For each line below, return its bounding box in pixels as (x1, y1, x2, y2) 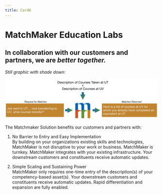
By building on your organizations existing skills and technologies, (12, 139, 144, 145)
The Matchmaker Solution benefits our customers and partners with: (5, 124, 142, 130)
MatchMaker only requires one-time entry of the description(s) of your (12, 169, 153, 175)
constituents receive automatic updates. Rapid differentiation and (12, 179, 143, 185)
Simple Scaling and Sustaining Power (12, 163, 87, 169)
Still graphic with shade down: (5, 69, 66, 75)
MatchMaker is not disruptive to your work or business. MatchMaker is (12, 144, 153, 150)
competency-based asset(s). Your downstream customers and (12, 174, 137, 179)
